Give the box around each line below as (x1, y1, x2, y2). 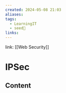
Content (5, 81, 31, 90)
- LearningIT (9, 21, 37, 26)
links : (5, 30, 19, 35)
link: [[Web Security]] (5, 44, 49, 50)
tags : (5, 16, 16, 21)
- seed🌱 (9, 26, 26, 31)
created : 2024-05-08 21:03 (5, 7, 61, 12)
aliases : (5, 12, 23, 17)
